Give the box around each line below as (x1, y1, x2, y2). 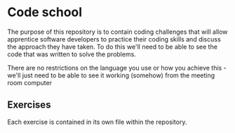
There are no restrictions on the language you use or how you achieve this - (7, 63, 227, 72)
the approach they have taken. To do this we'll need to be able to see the (7, 42, 217, 51)
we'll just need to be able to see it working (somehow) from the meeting (7, 71, 215, 80)
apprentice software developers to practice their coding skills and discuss (7, 34, 221, 43)
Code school (7, 4, 83, 20)
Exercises (7, 99, 51, 111)
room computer (7, 78, 53, 87)
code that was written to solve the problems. (7, 50, 137, 58)
